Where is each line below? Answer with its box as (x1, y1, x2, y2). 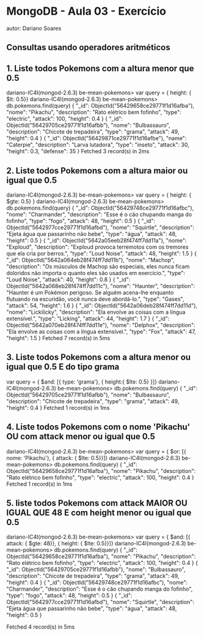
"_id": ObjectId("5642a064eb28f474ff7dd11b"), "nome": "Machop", (6, 256, 175, 263)
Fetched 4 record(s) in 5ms (6, 623, 75, 630)
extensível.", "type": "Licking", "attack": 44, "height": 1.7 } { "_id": (6, 314, 170, 322)
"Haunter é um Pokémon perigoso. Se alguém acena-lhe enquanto (6, 289, 174, 296)
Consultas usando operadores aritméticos (6, 42, 170, 53)
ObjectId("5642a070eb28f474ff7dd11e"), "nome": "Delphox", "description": (6, 321, 195, 328)
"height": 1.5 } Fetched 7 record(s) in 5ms (6, 334, 111, 341)
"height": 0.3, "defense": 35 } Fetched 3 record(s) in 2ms (6, 148, 150, 155)
